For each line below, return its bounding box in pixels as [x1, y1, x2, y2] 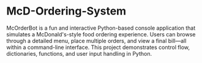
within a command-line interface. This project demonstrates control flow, [6, 44, 190, 51]
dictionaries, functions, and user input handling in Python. [6, 50, 152, 57]
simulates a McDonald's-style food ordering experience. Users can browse [6, 30, 196, 38]
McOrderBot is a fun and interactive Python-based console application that [6, 24, 196, 31]
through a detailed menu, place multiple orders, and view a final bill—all [6, 37, 187, 44]
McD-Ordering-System [6, 4, 127, 18]
